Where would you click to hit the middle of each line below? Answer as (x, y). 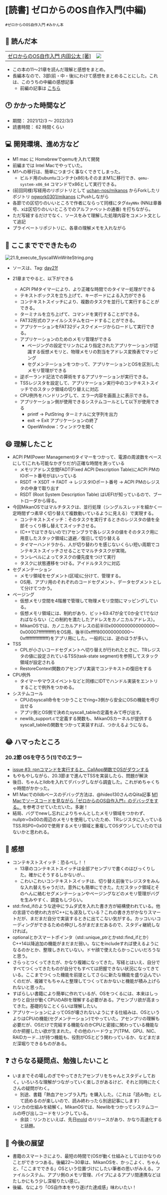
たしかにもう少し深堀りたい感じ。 (47, 1181)
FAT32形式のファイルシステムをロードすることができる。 (79, 320)
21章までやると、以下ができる (43, 278)
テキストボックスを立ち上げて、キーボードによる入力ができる (83, 295)
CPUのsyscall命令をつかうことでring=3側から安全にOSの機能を (85, 700)
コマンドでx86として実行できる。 (84, 184)
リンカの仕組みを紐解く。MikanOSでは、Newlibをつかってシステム (81, 1107)
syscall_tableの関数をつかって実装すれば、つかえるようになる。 (85, 725)
